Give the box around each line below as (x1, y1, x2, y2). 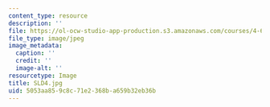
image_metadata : (8, 42, 63, 50)
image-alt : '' (15, 64, 63, 72)
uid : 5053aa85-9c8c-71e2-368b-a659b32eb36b (8, 86, 157, 95)
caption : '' (15, 49, 56, 57)
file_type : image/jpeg (8, 34, 84, 43)
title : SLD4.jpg (8, 79, 63, 87)
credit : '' (15, 57, 52, 65)
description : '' (8, 19, 63, 27)
